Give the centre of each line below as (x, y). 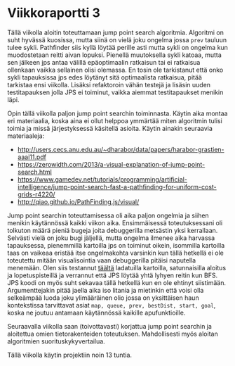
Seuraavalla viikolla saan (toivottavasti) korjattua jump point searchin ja (110, 326)
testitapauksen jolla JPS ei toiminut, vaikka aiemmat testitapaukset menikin (115, 92)
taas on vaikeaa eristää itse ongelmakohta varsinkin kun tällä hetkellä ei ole (116, 253)
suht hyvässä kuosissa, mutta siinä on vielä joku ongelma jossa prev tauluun (117, 39)
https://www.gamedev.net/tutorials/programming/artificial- (102, 179)
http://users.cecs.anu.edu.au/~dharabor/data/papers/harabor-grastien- (121, 149)
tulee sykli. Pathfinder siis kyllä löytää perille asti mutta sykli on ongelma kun (117, 47)
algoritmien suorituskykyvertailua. (56, 341)
